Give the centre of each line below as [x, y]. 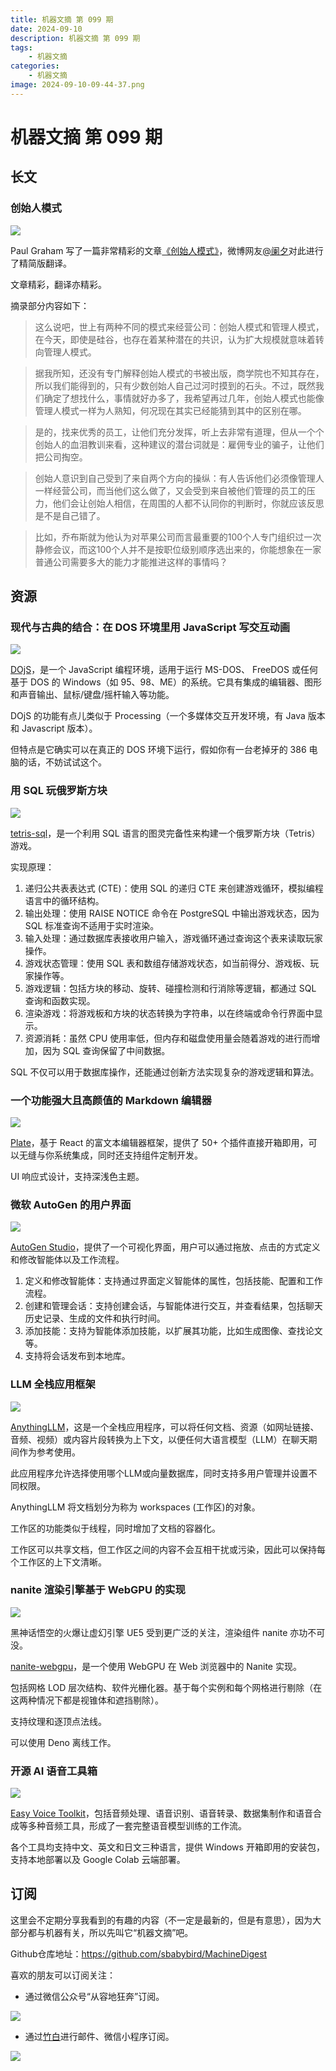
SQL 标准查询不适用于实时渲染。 [92, 925]
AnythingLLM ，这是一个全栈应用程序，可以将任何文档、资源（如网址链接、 [165, 1427]
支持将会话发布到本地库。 [77, 1356]
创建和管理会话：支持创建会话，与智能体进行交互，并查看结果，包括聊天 [173, 1306]
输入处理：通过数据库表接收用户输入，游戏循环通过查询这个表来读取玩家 [173, 938]
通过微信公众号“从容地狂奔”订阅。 [94, 1996]
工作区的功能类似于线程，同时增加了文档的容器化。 [115, 1528]
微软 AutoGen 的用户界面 [71, 1204]
